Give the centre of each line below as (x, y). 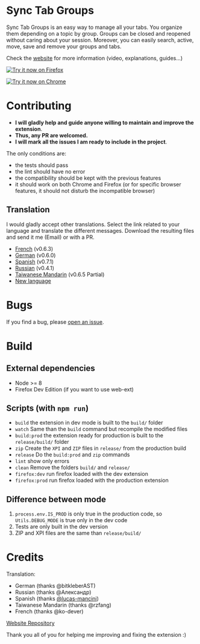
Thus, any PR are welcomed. (52, 135)
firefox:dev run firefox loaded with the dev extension (82, 474)
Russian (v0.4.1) (35, 268)
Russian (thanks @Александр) (53, 592)
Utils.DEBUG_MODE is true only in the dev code (71, 520)
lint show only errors (42, 461)
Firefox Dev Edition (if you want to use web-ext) (74, 389)
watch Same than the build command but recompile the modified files (101, 429)
